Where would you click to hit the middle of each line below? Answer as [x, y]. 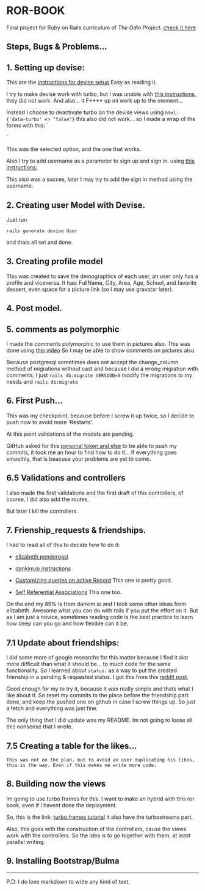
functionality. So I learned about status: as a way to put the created [92, 670]
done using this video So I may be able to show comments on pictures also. [101, 350]
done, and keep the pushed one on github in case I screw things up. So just [101, 702]
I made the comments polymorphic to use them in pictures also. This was [98, 343]
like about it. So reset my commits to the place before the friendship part [98, 695]
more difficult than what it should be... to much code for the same [88, 664]
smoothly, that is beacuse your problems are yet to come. [79, 458]
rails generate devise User [42, 231]
